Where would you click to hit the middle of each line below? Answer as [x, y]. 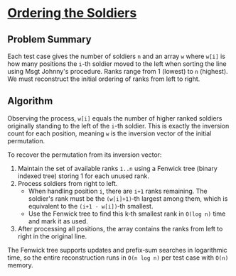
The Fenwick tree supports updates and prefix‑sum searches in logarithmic [117, 250]
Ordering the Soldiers [72, 13]
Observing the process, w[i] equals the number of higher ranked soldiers [115, 118]
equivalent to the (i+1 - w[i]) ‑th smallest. [91, 206]
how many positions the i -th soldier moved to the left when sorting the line [117, 64]
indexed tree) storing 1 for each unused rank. [83, 176]
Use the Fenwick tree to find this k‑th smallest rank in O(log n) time [127, 214]
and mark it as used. [58, 221]
